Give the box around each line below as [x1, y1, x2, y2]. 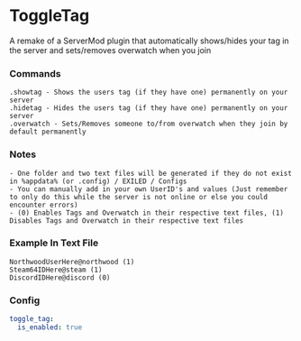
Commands [9, 67, 61, 79]
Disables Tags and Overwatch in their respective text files [9, 216, 244, 226]
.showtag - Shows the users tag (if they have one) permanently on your [9, 88, 288, 97]
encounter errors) [9, 200, 78, 209]
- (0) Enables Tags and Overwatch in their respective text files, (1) [9, 208, 284, 217]
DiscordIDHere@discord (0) [9, 272, 111, 282]
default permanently [9, 127, 87, 136]
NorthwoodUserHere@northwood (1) [9, 257, 135, 266]
